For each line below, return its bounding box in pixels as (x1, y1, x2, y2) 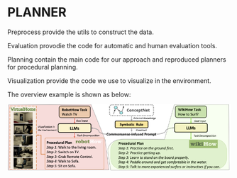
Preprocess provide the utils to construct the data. (7, 28, 155, 36)
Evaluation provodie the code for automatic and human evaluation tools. (7, 41, 218, 50)
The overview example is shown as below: (7, 90, 131, 99)
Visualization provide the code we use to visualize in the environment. (7, 76, 211, 85)
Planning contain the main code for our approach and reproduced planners (7, 55, 226, 64)
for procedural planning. (7, 62, 78, 71)
